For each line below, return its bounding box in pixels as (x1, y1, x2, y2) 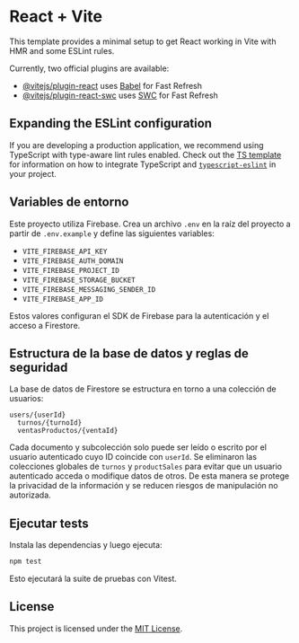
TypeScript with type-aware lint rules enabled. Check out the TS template (9, 149, 282, 160)
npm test (9, 557, 42, 567)
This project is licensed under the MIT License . (9, 622, 183, 634)
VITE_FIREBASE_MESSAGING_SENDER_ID (22, 285, 156, 294)
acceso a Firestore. (9, 320, 81, 330)
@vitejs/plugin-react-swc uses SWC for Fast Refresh (22, 90, 218, 101)
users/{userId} (9, 410, 66, 419)
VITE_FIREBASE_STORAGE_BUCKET (22, 276, 136, 285)
